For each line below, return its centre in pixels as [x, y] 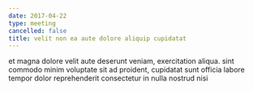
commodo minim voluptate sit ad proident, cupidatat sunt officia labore [127, 70]
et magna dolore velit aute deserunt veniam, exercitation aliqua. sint [122, 61]
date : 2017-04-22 [38, 16]
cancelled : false [38, 31]
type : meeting [32, 23]
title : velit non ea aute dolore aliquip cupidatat [97, 38]
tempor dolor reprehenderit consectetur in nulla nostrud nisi [108, 78]
